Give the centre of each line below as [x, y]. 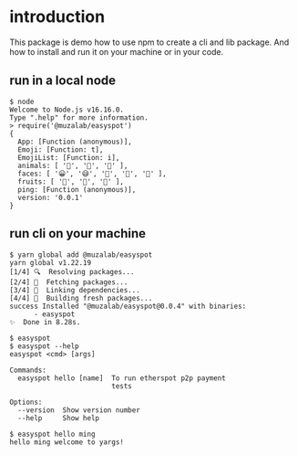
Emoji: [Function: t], [61, 149]
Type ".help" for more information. [79, 117]
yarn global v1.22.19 [51, 262]
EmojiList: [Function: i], [69, 157]
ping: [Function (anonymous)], [77, 189]
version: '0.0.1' [51, 197]
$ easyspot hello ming [52, 434]
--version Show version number [79, 410]
